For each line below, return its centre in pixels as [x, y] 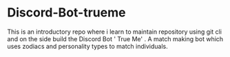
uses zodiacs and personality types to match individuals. [87, 46]
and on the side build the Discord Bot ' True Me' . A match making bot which [115, 38]
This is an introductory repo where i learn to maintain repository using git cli [115, 32]
